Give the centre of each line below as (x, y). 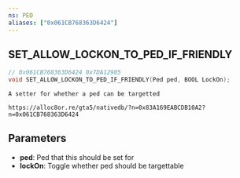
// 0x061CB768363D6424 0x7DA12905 (65, 73)
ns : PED (21, 15)
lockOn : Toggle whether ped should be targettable (102, 165)
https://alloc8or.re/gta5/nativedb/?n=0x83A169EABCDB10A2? (107, 108)
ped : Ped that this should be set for (77, 157)
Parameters (37, 138)
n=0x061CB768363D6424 (44, 114)
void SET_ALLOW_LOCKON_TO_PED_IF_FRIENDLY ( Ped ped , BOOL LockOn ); (119, 80)
